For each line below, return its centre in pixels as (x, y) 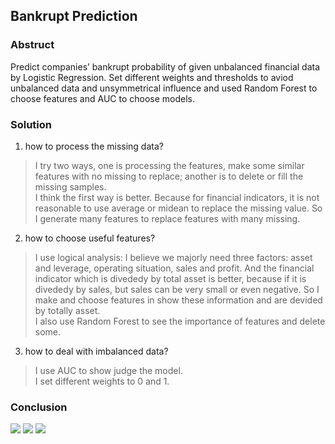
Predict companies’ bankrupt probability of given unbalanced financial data (165, 66)
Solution (31, 124)
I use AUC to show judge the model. (108, 370)
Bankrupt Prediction (74, 16)
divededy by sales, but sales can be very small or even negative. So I (177, 289)
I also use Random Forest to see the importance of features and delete (180, 321)
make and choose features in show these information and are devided (178, 300)
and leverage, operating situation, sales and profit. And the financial (174, 268)
